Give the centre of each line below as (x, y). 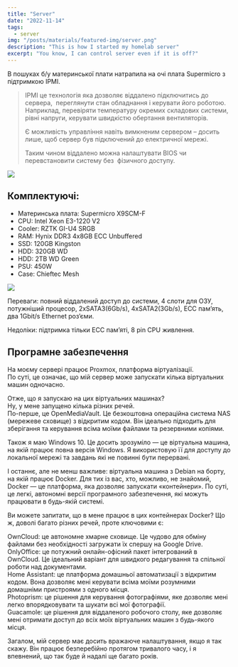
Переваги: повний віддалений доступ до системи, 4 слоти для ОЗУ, (110, 301)
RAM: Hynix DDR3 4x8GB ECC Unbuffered (80, 236)
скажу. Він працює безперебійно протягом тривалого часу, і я (102, 649)
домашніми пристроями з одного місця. (69, 589)
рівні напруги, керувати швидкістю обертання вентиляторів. (117, 117)
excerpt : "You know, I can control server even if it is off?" (103, 54)
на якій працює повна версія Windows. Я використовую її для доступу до (119, 449)
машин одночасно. (36, 384)
